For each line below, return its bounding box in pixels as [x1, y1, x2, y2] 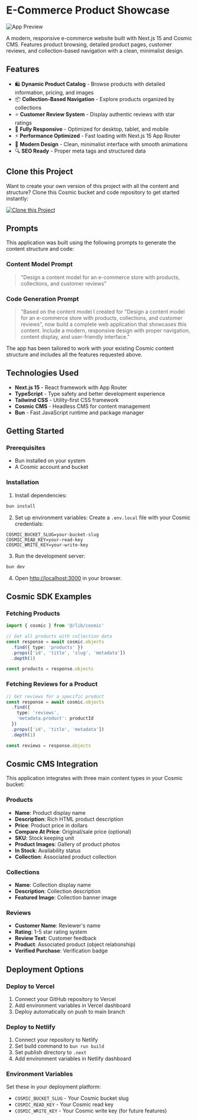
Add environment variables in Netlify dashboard [14, 1055, 132, 1062]
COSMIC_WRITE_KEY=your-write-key [6, 542, 89, 548]
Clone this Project [6, 167, 73, 177]
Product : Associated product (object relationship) [14, 941, 136, 948]
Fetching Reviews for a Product [6, 680, 98, 688]
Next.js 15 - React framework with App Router [14, 384, 128, 391]
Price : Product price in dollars [14, 821, 88, 828]
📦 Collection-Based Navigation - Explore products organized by [14, 95, 175, 102]
